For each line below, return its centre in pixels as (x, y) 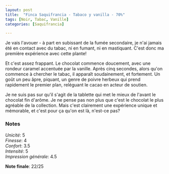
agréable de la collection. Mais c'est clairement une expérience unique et (81, 105)
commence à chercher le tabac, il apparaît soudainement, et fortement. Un (83, 74)
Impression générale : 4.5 (31, 156)
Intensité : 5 (17, 151)
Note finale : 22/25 (24, 166)
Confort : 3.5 (18, 146)
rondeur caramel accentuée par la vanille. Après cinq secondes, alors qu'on (84, 69)
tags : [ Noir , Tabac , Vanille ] (37, 19)
